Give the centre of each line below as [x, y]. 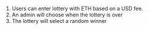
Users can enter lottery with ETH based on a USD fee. [77, 9]
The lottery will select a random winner [59, 21]
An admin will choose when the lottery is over [67, 15]
